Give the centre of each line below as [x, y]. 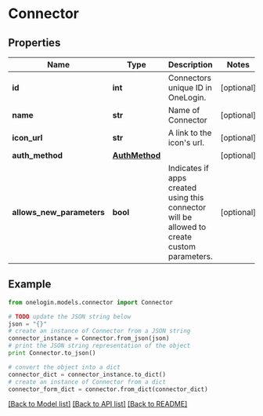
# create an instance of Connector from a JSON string [99, 331]
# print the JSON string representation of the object [99, 346]
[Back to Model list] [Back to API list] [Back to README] [98, 404]
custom [182, 246]
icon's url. [186, 142]
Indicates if [188, 168]
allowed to [187, 227]
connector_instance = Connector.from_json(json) [89, 338]
